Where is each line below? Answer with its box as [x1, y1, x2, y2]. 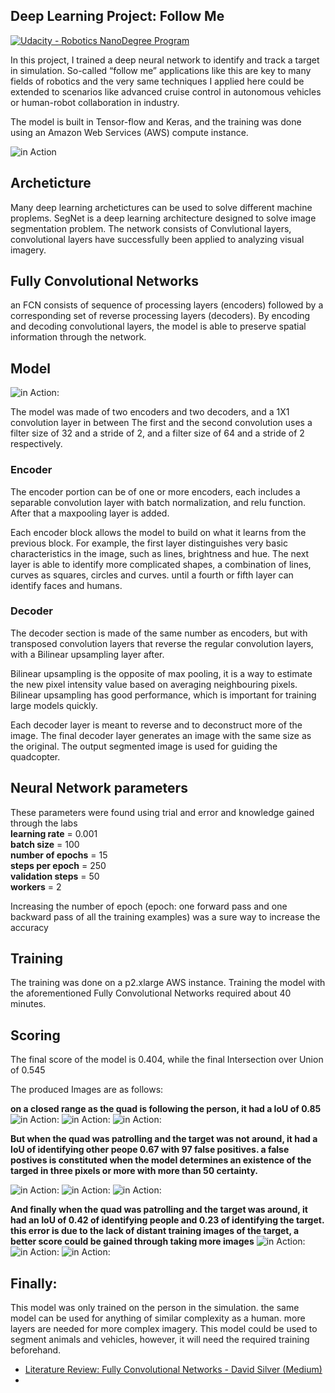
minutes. [10, 998, 47, 1010]
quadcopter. [10, 750, 61, 763]
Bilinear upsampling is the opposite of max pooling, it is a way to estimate [10, 667, 313, 679]
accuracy [10, 921, 49, 933]
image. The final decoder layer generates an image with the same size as [10, 729, 312, 741]
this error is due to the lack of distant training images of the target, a [10, 1225, 300, 1237]
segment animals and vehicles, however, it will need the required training [10, 1334, 310, 1346]
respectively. [10, 438, 63, 450]
